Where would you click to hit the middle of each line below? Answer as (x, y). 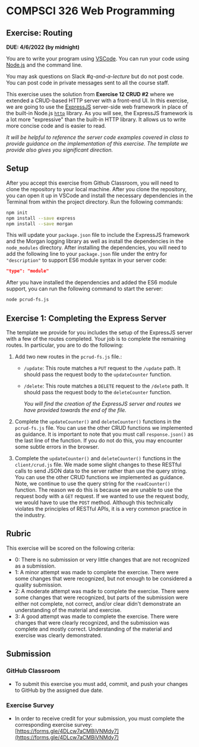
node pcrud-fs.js (28, 300)
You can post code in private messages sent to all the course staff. (88, 83)
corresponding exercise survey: (54, 724)
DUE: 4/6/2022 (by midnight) (43, 47)
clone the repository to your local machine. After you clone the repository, (97, 189)
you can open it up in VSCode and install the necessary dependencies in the (99, 195)
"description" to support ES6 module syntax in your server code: (86, 260)
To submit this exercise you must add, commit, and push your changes (101, 683)
